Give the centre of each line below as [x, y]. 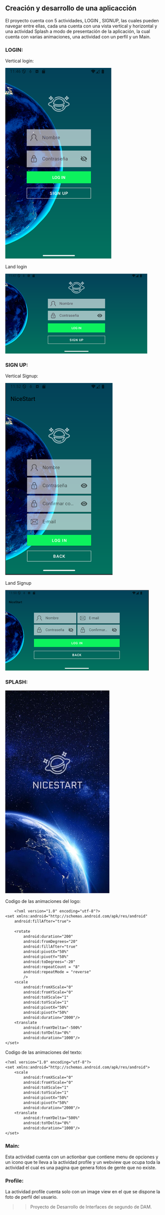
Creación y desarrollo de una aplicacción [71, 8]
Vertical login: [19, 61]
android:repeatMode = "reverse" [58, 972]
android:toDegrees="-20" [49, 962]
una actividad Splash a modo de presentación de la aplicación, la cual [78, 31]
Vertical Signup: [22, 376]
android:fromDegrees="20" [51, 941]
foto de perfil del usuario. [32, 1197]
